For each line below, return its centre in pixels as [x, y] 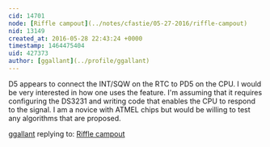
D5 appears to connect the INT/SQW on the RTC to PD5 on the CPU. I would [135, 84]
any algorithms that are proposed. [65, 118]
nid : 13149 [27, 31]
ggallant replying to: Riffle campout [67, 133]
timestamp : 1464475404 [46, 46]
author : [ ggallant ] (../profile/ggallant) [79, 61]
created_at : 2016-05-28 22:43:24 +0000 [76, 38]
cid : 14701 [27, 16]
